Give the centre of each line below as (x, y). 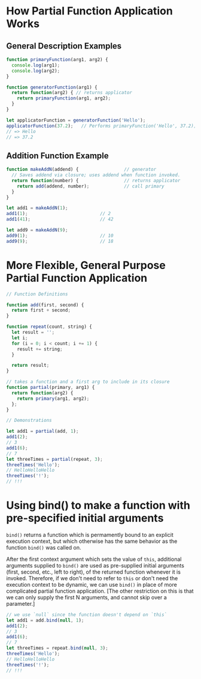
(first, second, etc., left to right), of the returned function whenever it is (94, 572)
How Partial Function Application (90, 11)
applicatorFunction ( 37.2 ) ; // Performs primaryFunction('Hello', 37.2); (101, 126)
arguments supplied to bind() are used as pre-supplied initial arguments (95, 565)
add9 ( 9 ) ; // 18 (60, 241)
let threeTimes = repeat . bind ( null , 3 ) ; (57, 648)
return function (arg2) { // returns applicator (72, 93)
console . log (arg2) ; (36, 71)
